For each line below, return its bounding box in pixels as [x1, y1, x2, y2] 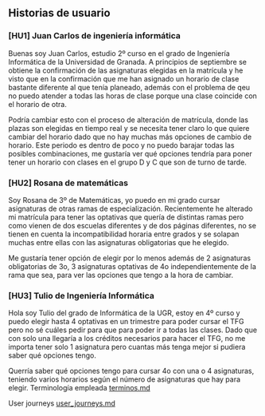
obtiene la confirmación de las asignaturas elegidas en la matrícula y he [8, 65, 244, 75]
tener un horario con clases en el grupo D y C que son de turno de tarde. [8, 157, 247, 167]
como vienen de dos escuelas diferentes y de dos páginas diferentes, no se [8, 220, 257, 230]
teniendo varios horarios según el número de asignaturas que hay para [8, 374, 241, 384]
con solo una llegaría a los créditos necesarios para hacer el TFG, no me [8, 334, 246, 343]
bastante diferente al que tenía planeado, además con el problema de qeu [8, 82, 251, 92]
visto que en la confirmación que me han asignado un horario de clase [8, 73, 240, 83]
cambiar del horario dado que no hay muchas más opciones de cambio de [8, 132, 252, 141]
